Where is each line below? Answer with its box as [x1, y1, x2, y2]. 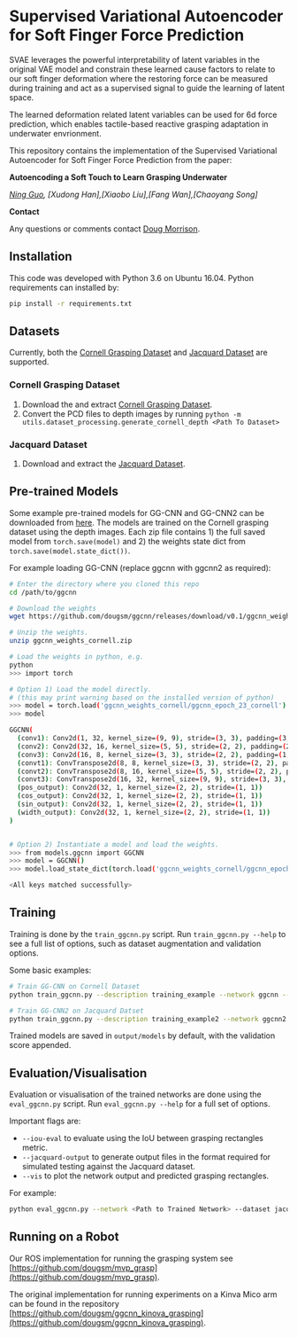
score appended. [9, 1040, 72, 1051]
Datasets [9, 324, 60, 339]
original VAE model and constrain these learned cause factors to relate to [9, 64, 276, 74]
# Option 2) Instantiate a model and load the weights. [9, 840, 219, 848]
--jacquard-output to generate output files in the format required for [21, 1152, 271, 1162]
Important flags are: [9, 1115, 81, 1127]
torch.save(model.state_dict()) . [9, 545, 131, 556]
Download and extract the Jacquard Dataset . [21, 458, 186, 469]
